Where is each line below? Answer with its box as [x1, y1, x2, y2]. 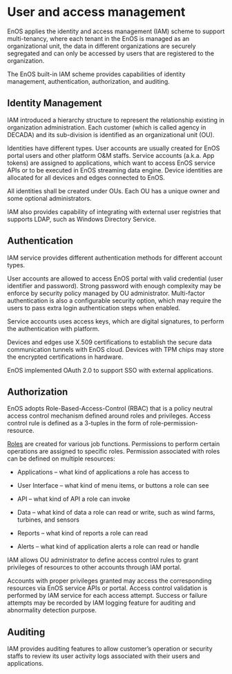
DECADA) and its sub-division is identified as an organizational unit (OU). [7, 130, 215, 139]
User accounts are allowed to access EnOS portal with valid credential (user [7, 274, 223, 283]
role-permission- [150, 419, 198, 427]
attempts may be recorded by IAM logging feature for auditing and [7, 598, 196, 607]
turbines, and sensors [17, 515, 79, 524]
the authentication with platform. [7, 324, 100, 332]
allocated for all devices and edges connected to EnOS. [7, 173, 166, 181]
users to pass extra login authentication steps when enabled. [7, 303, 181, 312]
